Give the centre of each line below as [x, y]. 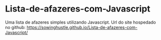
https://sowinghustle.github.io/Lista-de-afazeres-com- [82, 27]
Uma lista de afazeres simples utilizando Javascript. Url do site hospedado [80, 22]
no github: [15, 27]
